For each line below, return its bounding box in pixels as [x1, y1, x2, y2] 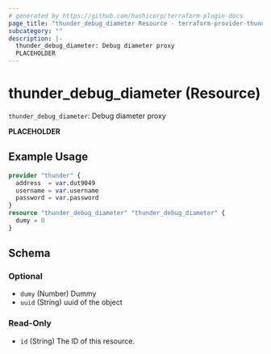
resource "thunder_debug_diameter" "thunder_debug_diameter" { [8, 209, 226, 217]
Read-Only [8, 318, 52, 329]
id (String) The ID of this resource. [19, 336, 135, 346]
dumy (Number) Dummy [19, 289, 97, 299]
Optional [8, 271, 43, 282]
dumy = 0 [15, 217, 45, 225]
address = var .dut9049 [15, 179, 95, 187]
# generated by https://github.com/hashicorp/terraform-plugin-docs [8, 11, 244, 20]
